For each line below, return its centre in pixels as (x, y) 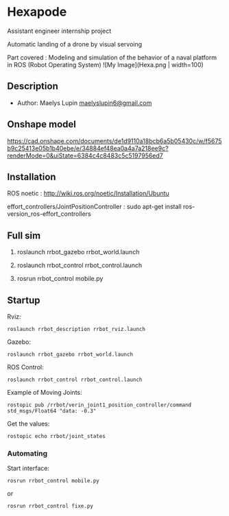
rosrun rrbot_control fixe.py (50, 506)
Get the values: (28, 423)
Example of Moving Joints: (45, 392)
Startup (24, 300)
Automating (27, 453)
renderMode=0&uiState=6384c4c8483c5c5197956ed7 (85, 156)
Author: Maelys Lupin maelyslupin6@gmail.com (84, 103)
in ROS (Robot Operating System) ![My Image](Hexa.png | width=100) (105, 64)
